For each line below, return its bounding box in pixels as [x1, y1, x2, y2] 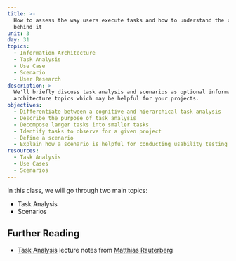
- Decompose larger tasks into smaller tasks [13, 121, 150, 128]
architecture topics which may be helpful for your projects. [13, 95, 199, 102]
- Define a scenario [13, 134, 74, 141]
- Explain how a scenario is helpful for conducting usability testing [13, 141, 228, 148]
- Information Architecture [13, 50, 96, 57]
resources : [7, 147, 39, 154]
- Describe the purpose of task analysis [13, 114, 137, 121]
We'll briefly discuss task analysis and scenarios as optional [13, 88, 206, 95]
